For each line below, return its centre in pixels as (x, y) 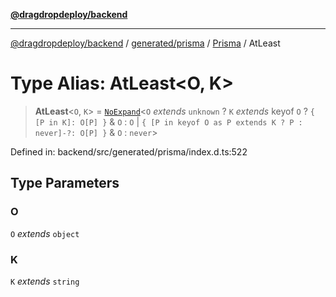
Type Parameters (65, 183)
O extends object (45, 233)
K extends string (45, 281)
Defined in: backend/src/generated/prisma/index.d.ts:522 (129, 151)
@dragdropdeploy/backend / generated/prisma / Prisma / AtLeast (145, 43)
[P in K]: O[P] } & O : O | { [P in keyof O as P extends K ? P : (168, 121)
